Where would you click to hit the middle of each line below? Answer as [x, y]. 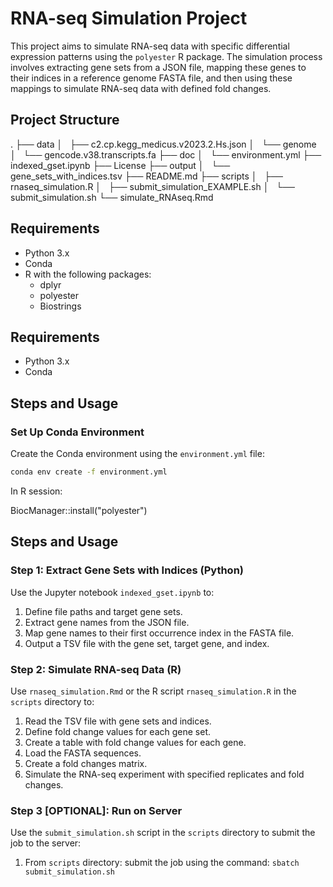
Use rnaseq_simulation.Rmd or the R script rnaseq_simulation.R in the [153, 691]
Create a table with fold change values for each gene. [135, 742]
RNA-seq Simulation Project [129, 18]
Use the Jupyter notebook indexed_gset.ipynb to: [112, 592]
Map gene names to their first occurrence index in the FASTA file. [159, 633]
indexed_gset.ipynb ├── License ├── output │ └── [120, 165]
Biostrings [60, 306]
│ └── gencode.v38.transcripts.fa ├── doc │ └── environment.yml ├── [166, 154]
